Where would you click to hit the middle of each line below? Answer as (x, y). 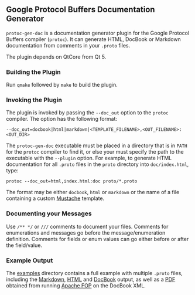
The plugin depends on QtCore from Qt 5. (56, 57)
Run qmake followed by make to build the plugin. (62, 85)
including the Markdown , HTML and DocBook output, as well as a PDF (91, 279)
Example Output (30, 260)
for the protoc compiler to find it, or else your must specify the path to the (95, 152)
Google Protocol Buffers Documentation (81, 10)
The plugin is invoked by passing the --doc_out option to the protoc (87, 113)
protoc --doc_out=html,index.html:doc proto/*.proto (72, 181)
